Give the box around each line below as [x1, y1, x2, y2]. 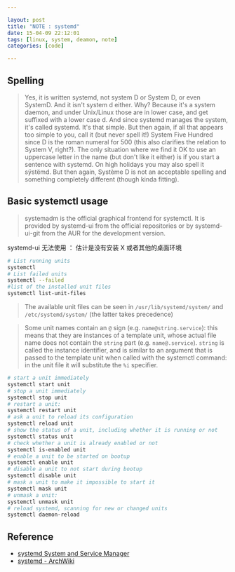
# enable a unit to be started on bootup [7, 453, 130, 460]
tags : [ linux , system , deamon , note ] [7, 36, 118, 43]
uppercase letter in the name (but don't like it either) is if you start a [24, 152, 220, 161]
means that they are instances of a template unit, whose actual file [24, 331, 217, 339]
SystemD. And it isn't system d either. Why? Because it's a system [24, 100, 216, 109]
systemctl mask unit [7, 485, 68, 492]
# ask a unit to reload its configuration [7, 414, 133, 421]
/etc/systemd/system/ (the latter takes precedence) [24, 310, 174, 318]
